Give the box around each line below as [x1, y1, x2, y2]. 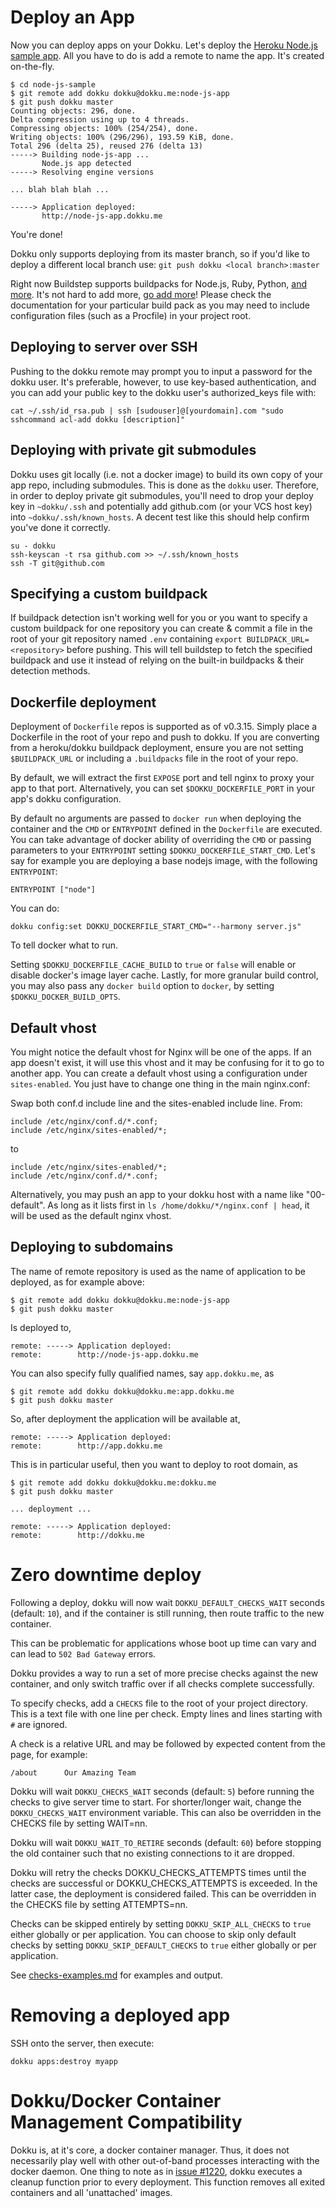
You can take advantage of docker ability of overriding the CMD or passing [10, 834, 312, 846]
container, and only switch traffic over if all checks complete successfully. [10, 1677, 315, 1690]
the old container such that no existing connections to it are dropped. [10, 1847, 295, 1859]
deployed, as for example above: [10, 1276, 145, 1288]
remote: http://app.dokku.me [10, 1441, 163, 1451]
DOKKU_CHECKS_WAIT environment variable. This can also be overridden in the [10, 1806, 322, 1818]
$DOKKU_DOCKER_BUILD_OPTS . [10, 991, 121, 1003]
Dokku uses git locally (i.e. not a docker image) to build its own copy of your [10, 468, 324, 480]
